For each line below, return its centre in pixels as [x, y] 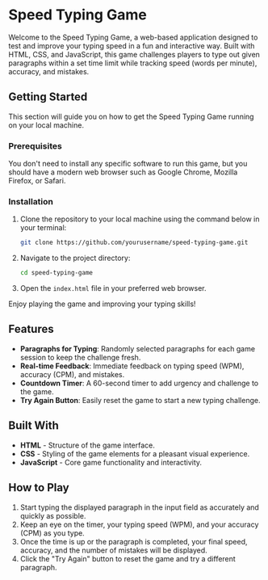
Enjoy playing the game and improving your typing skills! [102, 304]
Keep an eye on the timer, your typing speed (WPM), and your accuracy [139, 524]
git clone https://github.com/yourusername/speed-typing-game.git [134, 243]
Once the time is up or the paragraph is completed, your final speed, [134, 541]
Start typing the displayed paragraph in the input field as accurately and [140, 507]
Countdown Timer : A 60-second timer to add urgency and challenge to [139, 383]
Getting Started [48, 97]
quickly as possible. [53, 515]
